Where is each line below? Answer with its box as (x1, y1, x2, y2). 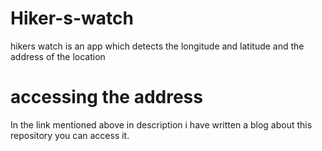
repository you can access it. (10, 129, 130, 141)
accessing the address (10, 86, 203, 109)
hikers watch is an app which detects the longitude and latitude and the (10, 40, 305, 52)
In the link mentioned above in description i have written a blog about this (10, 118, 313, 131)
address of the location (10, 50, 106, 62)
